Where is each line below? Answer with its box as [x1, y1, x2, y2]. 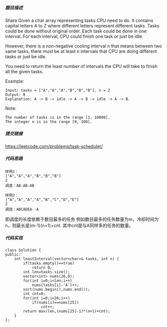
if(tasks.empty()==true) [23, 261, 75, 266]
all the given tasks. [5, 68, 44, 74]
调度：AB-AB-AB [5, 183, 34, 188]
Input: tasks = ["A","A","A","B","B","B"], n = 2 [5, 88, 111, 93]
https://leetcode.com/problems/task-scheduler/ [5, 143, 103, 149]
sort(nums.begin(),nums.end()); [23, 287, 91, 292]
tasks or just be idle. [5, 53, 47, 59]
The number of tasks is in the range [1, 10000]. [5, 115, 111, 120]
